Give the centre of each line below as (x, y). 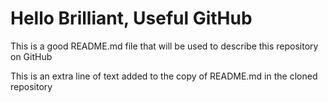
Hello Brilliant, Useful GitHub (131, 18)
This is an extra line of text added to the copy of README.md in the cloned (164, 76)
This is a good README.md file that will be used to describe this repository (164, 46)
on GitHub (31, 56)
